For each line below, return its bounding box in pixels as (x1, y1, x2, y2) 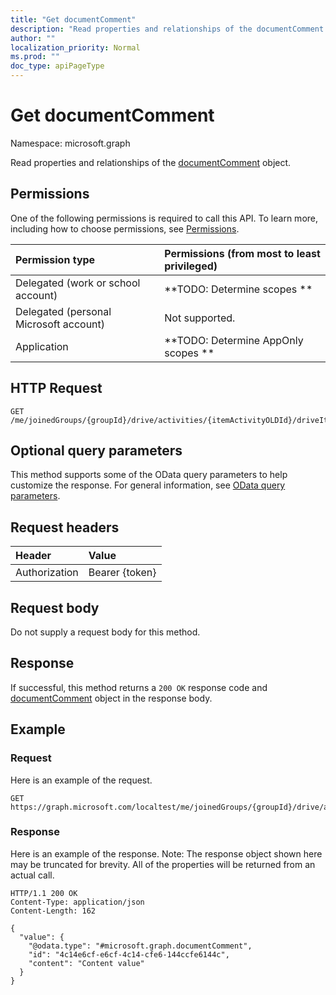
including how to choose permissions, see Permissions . (10, 222, 240, 235)
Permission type (15, 252, 96, 266)
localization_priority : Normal (10, 42, 141, 53)
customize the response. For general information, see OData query (10, 479, 286, 491)
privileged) (164, 259, 218, 273)
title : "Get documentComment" (10, 14, 137, 25)
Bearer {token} (88, 566, 157, 580)
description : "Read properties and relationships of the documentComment (10, 24, 325, 34)
